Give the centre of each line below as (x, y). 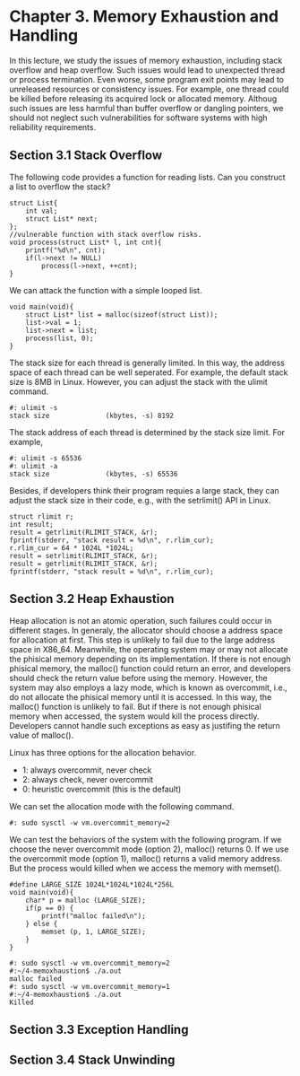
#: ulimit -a (34, 466)
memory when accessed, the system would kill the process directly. (134, 716)
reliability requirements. (53, 127)
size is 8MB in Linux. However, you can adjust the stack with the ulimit (139, 381)
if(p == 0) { (50, 908)
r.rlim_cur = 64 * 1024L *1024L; (72, 548)
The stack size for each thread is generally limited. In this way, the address (147, 363)
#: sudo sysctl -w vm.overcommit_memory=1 (90, 986)
